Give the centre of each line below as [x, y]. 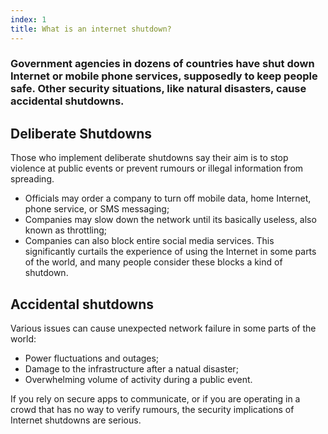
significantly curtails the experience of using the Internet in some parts [170, 252]
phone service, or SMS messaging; [97, 209]
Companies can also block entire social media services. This [149, 241]
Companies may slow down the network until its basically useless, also [170, 220]
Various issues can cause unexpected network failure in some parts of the [163, 328]
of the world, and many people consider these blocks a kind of [153, 262]
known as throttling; [66, 230]
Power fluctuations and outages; [92, 358]
